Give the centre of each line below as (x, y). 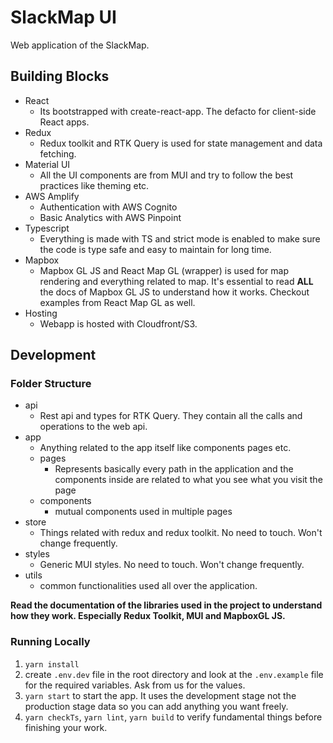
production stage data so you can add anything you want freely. (156, 706)
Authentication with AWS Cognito (108, 207)
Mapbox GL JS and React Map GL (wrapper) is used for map (164, 270)
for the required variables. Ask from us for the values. (135, 685)
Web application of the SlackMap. (80, 45)
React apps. (64, 122)
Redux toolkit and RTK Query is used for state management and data (181, 143)
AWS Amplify (52, 196)
